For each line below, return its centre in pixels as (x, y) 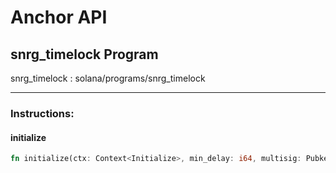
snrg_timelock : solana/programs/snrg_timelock (108, 78)
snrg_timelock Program (84, 54)
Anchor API (59, 17)
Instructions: (42, 113)
